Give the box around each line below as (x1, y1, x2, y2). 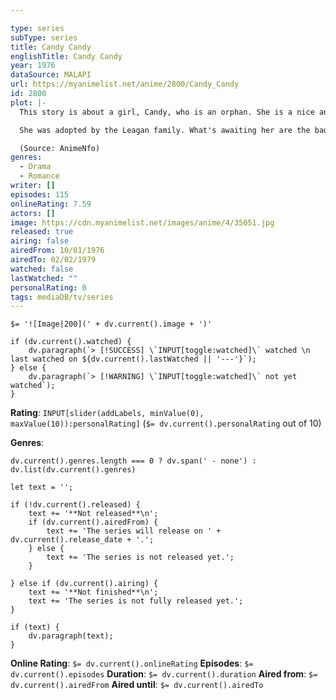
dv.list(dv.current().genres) (10, 465, 137, 475)
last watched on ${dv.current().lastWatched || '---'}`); (10, 354, 257, 365)
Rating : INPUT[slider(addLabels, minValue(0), (10, 407, 205, 419)
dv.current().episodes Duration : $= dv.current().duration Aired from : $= (10, 668, 318, 680)
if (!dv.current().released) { (10, 500, 141, 510)
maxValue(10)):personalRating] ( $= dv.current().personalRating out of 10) (10, 417, 322, 430)
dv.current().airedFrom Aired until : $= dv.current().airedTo (10, 679, 264, 691)
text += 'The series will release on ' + (46, 526, 222, 536)
